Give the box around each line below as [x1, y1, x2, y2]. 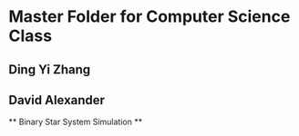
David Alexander [8, 92, 106, 108]
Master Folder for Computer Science [8, 6, 291, 27]
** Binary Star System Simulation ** [8, 116, 143, 128]
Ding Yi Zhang [8, 62, 91, 77]
